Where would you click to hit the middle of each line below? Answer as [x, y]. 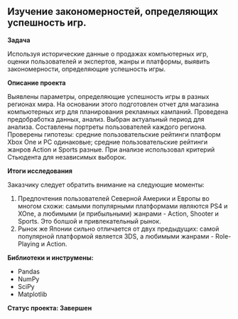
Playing [28, 244]
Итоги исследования [40, 171]
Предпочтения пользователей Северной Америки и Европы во [113, 198]
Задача [19, 40]
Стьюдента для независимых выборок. [67, 157]
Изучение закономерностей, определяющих [113, 12]
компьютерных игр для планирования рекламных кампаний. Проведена [118, 111]
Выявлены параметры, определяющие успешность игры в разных [108, 96]
